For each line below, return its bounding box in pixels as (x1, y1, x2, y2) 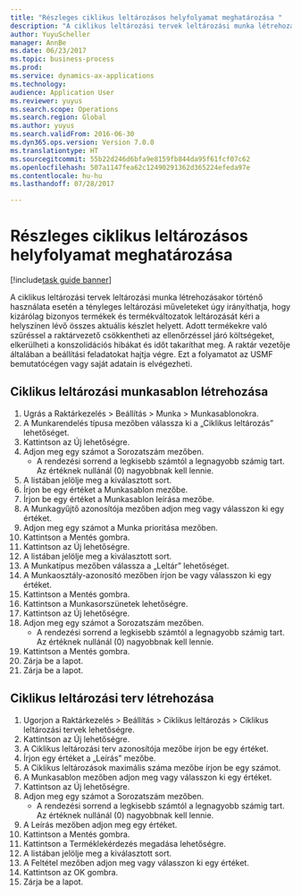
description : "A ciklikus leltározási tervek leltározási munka (10, 21, 255, 30)
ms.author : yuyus (10, 122, 75, 131)
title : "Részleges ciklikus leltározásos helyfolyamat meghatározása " (10, 13, 282, 22)
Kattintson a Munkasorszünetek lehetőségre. (22, 598, 188, 609)
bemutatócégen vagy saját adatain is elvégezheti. (10, 359, 193, 370)
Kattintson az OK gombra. (22, 866, 119, 877)
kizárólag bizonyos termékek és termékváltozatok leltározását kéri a (10, 311, 260, 322)
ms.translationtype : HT (10, 146, 99, 155)
